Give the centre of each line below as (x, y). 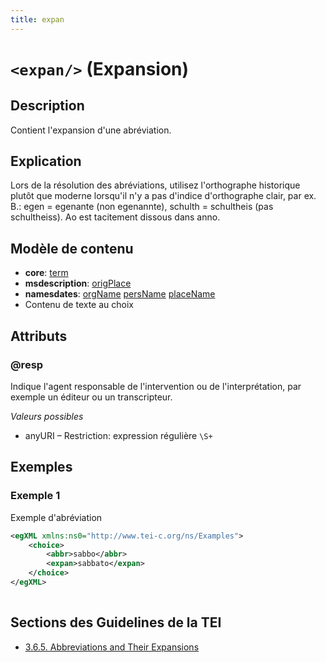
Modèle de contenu (72, 248)
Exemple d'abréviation (56, 517)
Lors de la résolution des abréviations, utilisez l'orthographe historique (155, 185)
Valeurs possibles (47, 416)
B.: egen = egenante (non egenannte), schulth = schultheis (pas (142, 207)
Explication (46, 161)
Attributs (39, 336)
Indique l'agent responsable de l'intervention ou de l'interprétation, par (156, 386)
